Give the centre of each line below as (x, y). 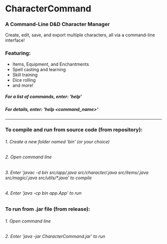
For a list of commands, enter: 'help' (43, 97)
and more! (23, 85)
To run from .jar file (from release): (48, 209)
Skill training (25, 75)
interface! (15, 40)
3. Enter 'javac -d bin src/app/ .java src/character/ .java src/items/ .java (77, 172)
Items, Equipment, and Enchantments (51, 64)
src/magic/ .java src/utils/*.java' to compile (48, 178)
